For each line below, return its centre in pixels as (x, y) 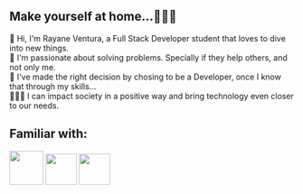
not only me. (33, 67)
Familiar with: (48, 134)
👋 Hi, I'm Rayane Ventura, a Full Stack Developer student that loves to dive (148, 38)
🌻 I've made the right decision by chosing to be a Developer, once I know (146, 77)
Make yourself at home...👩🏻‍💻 (93, 17)
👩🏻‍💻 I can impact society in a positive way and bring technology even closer (151, 96)
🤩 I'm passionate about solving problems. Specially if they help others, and (148, 57)
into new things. (39, 48)
